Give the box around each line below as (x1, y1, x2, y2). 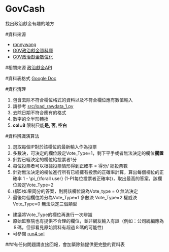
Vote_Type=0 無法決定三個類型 (12, 201, 78, 207)
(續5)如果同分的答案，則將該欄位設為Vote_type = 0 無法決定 (12, 188, 139, 194)
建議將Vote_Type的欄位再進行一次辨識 (12, 211, 93, 218)
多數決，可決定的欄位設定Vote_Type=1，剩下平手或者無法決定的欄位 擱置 (12, 150, 164, 156)
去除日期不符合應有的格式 (12, 110, 66, 116)
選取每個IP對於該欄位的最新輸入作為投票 (12, 143, 97, 150)
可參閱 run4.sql (12, 230, 45, 236)
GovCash (5, 3, 45, 15)
